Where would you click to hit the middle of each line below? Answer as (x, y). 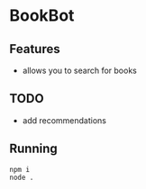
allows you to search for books (79, 70)
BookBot (42, 16)
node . (22, 177)
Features (35, 49)
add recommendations (64, 120)
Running (34, 149)
